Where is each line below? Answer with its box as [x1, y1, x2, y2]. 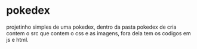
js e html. [6, 36, 29, 43]
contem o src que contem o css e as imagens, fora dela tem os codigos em [6, 29, 191, 36]
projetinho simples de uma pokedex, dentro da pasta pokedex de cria [6, 23, 177, 30]
